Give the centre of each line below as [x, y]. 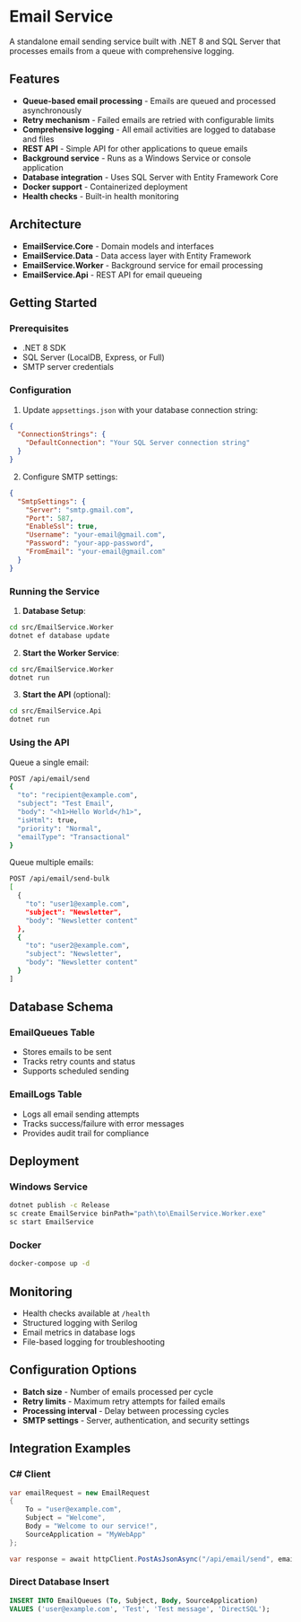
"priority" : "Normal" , [60, 829]
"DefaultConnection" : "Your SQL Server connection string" [138, 443]
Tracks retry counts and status [79, 1062]
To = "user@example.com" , [74, 1510]
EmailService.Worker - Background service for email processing [142, 265]
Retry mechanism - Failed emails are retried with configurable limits [148, 119]
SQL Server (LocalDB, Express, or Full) [94, 357]
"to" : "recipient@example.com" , [78, 795]
